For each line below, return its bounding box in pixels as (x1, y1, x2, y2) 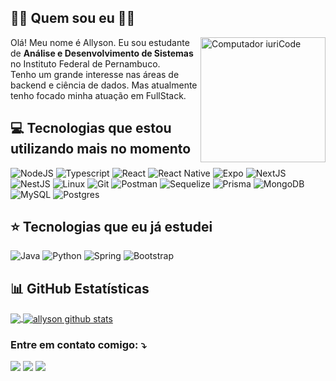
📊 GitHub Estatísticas (10, 280, 150, 297)
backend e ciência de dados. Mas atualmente (10, 79, 198, 91)
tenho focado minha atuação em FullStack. (10, 89, 187, 101)
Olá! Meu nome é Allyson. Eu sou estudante (10, 36, 190, 48)
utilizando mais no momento (10, 141, 192, 158)
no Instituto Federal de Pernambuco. (10, 57, 161, 70)
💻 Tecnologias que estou (10, 120, 172, 137)
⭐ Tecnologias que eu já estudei (10, 219, 213, 236)
